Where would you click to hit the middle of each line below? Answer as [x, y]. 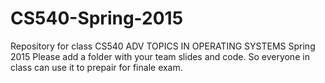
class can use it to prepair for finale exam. [96, 67]
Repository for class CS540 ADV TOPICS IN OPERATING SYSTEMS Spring [163, 46]
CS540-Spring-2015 [97, 18]
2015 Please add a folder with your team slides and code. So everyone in [160, 56]
